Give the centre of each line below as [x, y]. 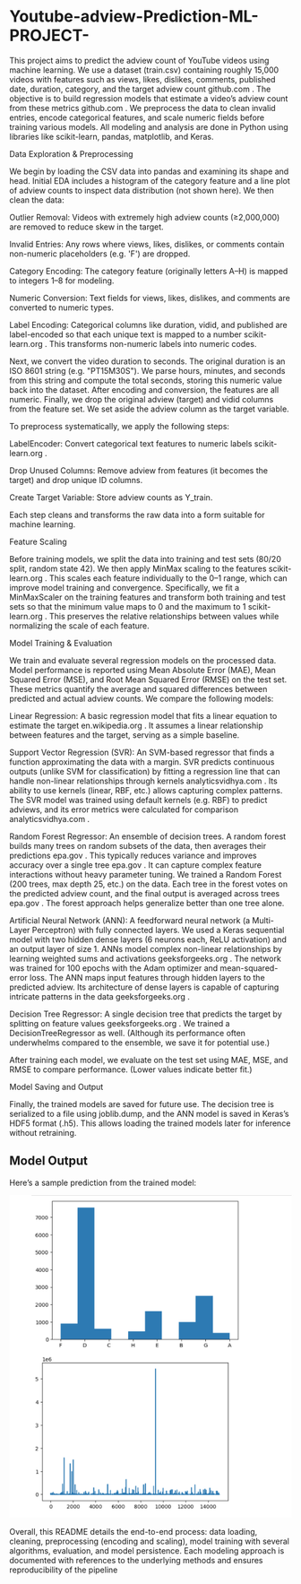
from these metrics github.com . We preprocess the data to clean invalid [142, 108]
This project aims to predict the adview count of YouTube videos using [139, 60]
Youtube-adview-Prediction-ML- [134, 17]
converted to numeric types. [62, 307]
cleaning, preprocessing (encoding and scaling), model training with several [149, 1541]
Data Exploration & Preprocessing [71, 153]
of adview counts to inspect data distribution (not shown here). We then [142, 190]
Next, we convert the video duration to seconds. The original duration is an [147, 361]
